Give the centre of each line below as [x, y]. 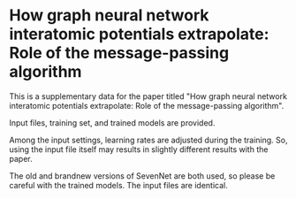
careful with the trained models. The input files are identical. [118, 185]
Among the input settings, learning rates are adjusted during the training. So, [148, 140]
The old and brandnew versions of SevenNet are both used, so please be [142, 176]
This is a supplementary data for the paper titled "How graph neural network [148, 96]
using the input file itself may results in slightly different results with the [139, 149]
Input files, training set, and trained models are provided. [112, 122]
